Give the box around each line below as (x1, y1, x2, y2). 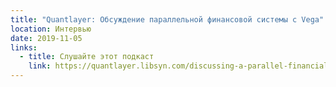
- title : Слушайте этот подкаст (19, 52, 155, 62)
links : (10, 42, 38, 53)
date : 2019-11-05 (10, 33, 83, 43)
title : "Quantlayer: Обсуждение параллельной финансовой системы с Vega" (10, 14, 325, 25)
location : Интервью (10, 24, 92, 34)
